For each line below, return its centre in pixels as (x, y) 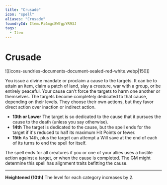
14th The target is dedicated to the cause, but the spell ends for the (82, 127)
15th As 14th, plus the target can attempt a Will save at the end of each (85, 137)
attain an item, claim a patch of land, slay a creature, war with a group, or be (83, 86)
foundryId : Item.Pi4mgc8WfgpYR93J (41, 24)
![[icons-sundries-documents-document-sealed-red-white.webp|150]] (78, 71)
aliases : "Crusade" (25, 19)
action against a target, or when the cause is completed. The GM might (78, 158)
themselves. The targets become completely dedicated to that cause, (76, 96)
